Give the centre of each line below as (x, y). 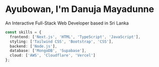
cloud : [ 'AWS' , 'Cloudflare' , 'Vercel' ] (53, 55)
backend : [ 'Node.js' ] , (33, 46)
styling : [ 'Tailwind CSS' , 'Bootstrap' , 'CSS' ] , (62, 41)
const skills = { (23, 32)
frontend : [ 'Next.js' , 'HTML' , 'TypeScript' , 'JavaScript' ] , (75, 37)
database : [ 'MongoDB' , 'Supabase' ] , (48, 51)
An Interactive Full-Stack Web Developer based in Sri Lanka (67, 23)
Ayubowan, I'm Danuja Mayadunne (80, 9)
